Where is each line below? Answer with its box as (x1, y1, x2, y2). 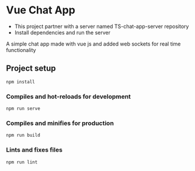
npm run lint (6, 159, 38, 165)
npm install (6, 79, 35, 85)
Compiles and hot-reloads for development (6, 92, 131, 100)
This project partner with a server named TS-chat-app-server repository (14, 23, 189, 30)
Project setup (6, 64, 57, 74)
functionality (6, 46, 36, 53)
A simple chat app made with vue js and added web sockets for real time (6, 40, 181, 47)
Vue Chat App (6, 4, 76, 17)
